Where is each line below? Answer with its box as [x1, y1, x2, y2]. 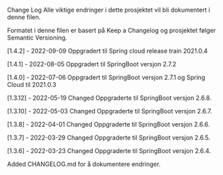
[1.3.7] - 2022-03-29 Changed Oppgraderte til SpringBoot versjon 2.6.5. [7, 133, 211, 142]
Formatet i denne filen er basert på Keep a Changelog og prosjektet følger [7, 27, 216, 34]
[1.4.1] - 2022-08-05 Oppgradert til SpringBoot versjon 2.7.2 [7, 60, 177, 68]
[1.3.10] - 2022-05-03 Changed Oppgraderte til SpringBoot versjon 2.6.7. [7, 107, 213, 115]
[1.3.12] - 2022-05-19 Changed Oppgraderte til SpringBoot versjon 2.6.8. [7, 94, 212, 102]
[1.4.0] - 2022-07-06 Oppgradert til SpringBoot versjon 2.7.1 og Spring [7, 73, 206, 81]
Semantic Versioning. [7, 33, 67, 42]
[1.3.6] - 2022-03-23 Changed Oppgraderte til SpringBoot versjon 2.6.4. [7, 147, 211, 154]
